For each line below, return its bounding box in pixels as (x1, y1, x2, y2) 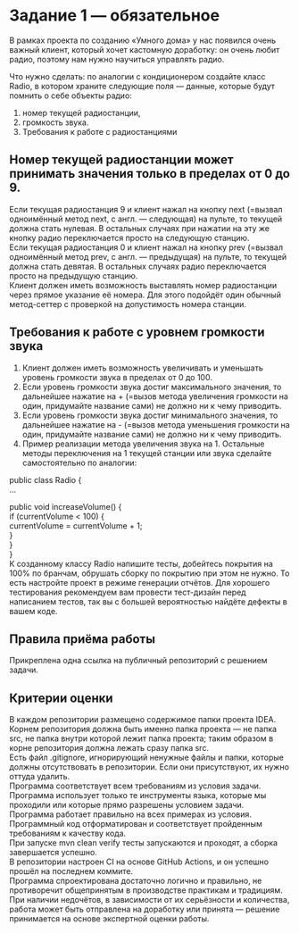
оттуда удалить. (9, 771, 71, 782)
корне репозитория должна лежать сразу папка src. (9, 743, 210, 754)
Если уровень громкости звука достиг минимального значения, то (21, 410, 278, 421)
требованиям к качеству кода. (9, 828, 127, 839)
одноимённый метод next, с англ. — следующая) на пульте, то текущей (9, 213, 283, 224)
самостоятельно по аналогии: (21, 457, 137, 468)
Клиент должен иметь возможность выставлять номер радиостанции (9, 279, 278, 290)
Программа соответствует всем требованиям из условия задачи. (9, 780, 262, 791)
